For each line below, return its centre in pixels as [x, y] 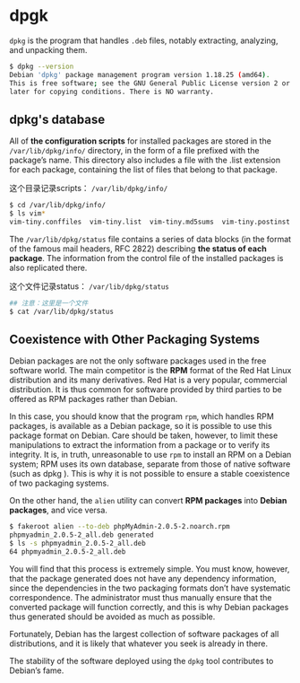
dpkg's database [57, 119]
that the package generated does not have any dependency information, [143, 578]
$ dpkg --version [42, 66]
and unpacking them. [48, 49]
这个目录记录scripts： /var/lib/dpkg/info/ [89, 188]
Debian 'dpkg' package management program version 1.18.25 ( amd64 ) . [140, 74]
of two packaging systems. [59, 483]
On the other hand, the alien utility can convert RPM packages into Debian [148, 501]
